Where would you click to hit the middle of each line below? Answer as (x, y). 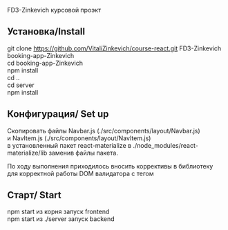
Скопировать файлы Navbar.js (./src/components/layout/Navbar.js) (104, 131)
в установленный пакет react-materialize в (69, 145)
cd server (21, 85)
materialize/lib (27, 153)
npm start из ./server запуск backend (61, 219)
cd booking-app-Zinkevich (45, 63)
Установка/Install (46, 31)
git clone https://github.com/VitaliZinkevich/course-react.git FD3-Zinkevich (114, 48)
